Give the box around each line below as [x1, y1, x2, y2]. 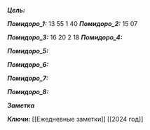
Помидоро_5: [7, 47, 49, 55]
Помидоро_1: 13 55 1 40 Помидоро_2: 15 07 [7, 20, 138, 27]
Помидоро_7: [7, 74, 49, 82]
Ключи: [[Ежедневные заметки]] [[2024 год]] [7, 115, 144, 123]
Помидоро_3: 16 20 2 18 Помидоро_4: [7, 33, 123, 41]
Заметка [7, 101, 35, 110]
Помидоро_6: [7, 60, 49, 69]
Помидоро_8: [7, 88, 49, 96]
